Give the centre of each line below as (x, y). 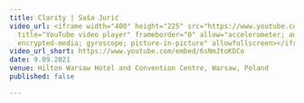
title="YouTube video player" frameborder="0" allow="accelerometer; (151, 34)
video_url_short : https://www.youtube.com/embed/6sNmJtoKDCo (127, 51)
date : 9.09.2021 (40, 60)
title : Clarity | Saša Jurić (64, 18)
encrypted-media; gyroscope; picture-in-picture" (113, 43)
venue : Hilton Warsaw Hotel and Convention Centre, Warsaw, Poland (139, 69)
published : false (42, 77)
